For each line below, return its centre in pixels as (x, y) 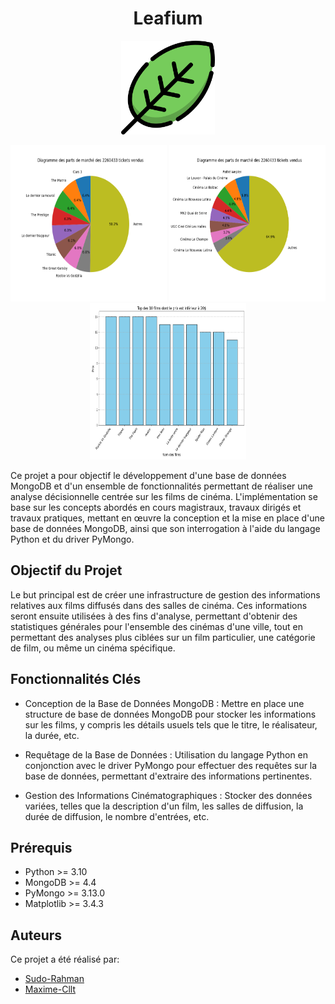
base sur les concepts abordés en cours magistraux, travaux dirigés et (156, 507)
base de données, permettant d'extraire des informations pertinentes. (168, 776)
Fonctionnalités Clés (76, 679)
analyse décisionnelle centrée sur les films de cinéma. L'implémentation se (164, 496)
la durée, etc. (52, 735)
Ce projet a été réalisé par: (65, 959)
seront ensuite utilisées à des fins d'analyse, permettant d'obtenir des (154, 616)
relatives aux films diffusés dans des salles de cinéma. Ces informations (159, 605)
